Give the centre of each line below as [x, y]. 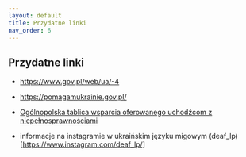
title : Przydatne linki [48, 23]
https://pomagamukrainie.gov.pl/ [73, 97]
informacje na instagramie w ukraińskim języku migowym [113, 136]
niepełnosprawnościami [58, 121]
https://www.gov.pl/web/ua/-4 [69, 82]
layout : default [35, 15]
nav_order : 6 [30, 30]
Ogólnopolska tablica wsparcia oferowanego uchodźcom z [116, 113]
